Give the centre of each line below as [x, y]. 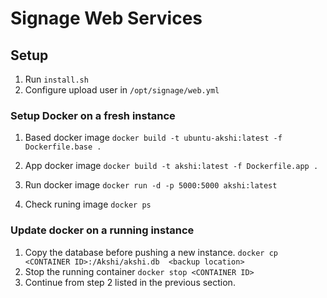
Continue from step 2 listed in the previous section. [130, 282]
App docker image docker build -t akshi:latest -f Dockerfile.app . [171, 166]
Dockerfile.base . [63, 147]
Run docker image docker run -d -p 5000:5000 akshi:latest [151, 185]
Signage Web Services [106, 18]
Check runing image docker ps [88, 204]
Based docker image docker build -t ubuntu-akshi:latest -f [153, 138]
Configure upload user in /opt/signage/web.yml [122, 90]
